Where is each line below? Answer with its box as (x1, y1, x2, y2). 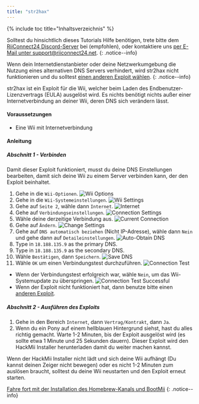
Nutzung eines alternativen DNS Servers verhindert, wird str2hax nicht (7, 66, 179, 74)
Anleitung (7, 138, 32, 145)
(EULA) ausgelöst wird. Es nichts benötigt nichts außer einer (44, 91, 191, 98)
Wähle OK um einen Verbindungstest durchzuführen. (15, 259, 143, 267)
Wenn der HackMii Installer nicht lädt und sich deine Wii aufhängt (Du (7, 355, 176, 362)
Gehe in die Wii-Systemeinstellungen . (15, 196, 108, 203)
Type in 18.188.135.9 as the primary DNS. (15, 241, 118, 248)
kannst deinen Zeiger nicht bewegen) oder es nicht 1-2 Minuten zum (7, 361, 174, 368)
